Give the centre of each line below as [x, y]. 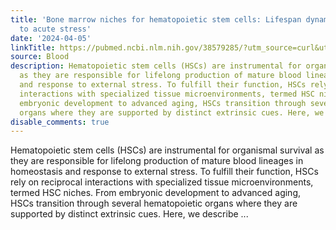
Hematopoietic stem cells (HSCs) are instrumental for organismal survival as [167, 150]
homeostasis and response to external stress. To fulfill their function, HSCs [164, 172]
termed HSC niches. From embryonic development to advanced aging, [156, 193]
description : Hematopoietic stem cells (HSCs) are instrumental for [156, 66]
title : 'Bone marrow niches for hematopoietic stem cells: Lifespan [156, 19]
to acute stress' [55, 29]
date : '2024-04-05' [51, 38]
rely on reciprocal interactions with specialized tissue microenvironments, [162, 182]
